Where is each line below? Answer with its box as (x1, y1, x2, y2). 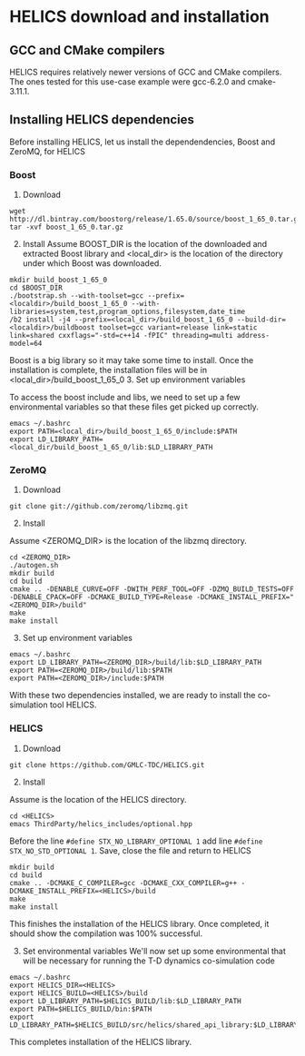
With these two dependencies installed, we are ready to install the (9, 690, 256, 701)
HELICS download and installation (9, 6, 270, 27)
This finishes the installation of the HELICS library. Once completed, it (9, 918, 270, 929)
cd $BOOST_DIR (9, 283, 64, 292)
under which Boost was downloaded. (22, 258, 162, 269)
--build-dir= (236, 315, 286, 324)
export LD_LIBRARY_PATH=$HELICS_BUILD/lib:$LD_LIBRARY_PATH (9, 996, 242, 1005)
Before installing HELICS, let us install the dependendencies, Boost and (9, 136, 275, 147)
